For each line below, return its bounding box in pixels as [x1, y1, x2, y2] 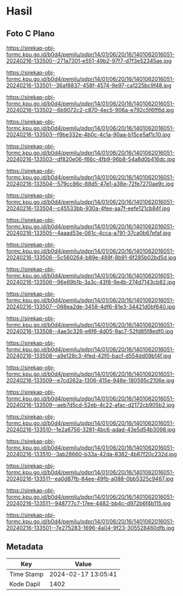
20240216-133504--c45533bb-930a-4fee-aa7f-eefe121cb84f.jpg [6, 205, 170, 212]
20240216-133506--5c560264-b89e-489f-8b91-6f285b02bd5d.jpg [6, 254, 176, 261]
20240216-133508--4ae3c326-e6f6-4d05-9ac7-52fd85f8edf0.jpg [6, 328, 173, 335]
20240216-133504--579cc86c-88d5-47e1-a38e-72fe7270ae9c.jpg [6, 180, 174, 187]
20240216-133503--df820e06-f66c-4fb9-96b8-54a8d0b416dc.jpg [6, 156, 175, 163]
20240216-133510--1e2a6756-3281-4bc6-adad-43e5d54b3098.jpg [6, 426, 176, 433]
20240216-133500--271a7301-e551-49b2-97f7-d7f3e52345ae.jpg [6, 57, 172, 64]
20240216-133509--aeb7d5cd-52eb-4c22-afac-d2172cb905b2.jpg [6, 401, 175, 408]
